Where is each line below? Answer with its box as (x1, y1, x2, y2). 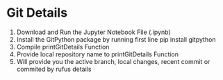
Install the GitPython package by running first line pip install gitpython (16, 35, 216, 43)
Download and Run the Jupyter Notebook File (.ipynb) (16, 28, 171, 36)
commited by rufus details (16, 65, 92, 73)
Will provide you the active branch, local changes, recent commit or (16, 57, 210, 65)
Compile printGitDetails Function (16, 42, 110, 51)
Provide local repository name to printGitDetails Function (16, 50, 179, 58)
